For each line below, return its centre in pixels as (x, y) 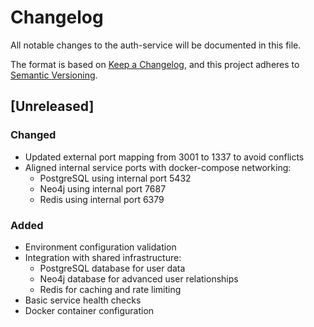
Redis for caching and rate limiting (110, 289)
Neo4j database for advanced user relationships (139, 278)
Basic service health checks (83, 300)
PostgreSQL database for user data (112, 268)
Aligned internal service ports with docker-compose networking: (158, 167)
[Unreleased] (52, 106)
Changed (33, 135)
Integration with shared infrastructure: (103, 257)
